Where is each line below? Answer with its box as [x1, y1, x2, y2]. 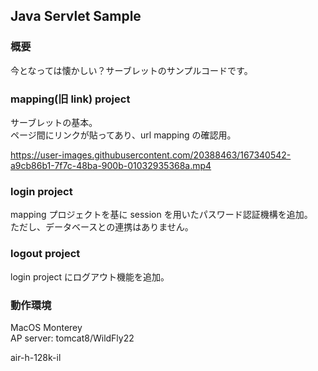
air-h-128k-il [10, 351, 62, 363]
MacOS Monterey [10, 321, 83, 333]
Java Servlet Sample [10, 8, 142, 25]
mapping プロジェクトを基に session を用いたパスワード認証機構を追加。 [10, 209, 313, 221]
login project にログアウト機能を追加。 [10, 270, 170, 283]
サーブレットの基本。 [10, 116, 98, 128]
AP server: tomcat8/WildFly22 [10, 332, 135, 344]
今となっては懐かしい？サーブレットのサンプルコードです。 [10, 64, 253, 76]
